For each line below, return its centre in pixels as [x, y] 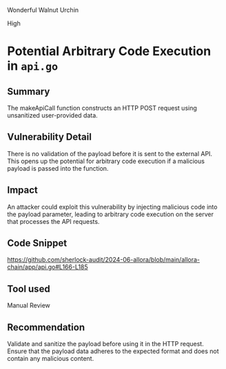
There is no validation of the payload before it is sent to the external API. [110, 153]
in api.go [33, 66]
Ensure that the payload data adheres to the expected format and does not [113, 351]
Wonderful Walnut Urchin [43, 10]
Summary [29, 92]
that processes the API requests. [53, 221]
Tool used [29, 288]
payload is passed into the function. [58, 168]
